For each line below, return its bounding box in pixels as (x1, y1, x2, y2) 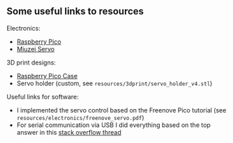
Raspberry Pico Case (16, 71, 78, 80)
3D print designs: (6, 58, 57, 67)
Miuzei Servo (16, 44, 55, 53)
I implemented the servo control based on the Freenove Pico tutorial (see (16, 106, 227, 114)
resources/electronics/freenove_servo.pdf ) (16, 113, 144, 121)
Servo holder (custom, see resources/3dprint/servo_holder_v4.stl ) (16, 79, 213, 87)
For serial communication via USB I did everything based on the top (16, 121, 211, 129)
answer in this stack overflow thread (16, 128, 121, 136)
